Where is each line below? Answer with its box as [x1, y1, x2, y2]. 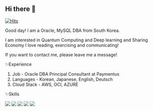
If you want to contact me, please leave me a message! [5, 52, 117, 57]
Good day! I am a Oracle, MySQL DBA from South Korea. [5, 28, 120, 33]
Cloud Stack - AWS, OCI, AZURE [12, 82, 78, 87]
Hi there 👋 [5, 5, 36, 13]
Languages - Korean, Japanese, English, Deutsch [12, 76, 113, 82]
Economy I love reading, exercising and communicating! [5, 42, 119, 48]
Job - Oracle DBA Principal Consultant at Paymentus [12, 71, 119, 77]
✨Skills [5, 91, 20, 97]
